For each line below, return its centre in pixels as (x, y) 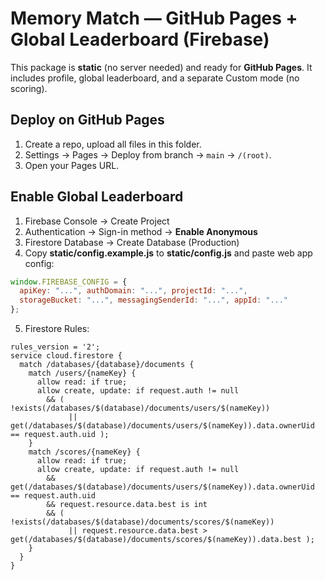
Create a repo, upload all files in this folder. (113, 144)
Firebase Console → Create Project (97, 221)
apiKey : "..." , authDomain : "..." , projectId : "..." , (133, 291)
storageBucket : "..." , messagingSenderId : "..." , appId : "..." (154, 300)
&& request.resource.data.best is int (127, 505)
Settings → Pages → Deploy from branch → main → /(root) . (148, 154)
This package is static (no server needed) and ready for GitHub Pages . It (161, 67)
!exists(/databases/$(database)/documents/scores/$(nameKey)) (142, 522)
